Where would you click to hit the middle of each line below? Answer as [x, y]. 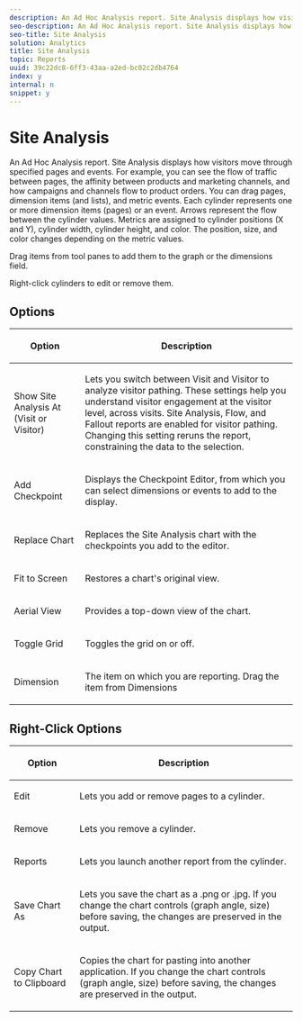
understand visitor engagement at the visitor [178, 402]
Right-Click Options [66, 729]
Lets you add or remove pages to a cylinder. [172, 796]
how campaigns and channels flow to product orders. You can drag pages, [147, 191]
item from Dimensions [131, 688]
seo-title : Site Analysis [58, 34]
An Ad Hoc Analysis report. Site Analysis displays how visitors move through [151, 162]
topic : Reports [38, 59]
